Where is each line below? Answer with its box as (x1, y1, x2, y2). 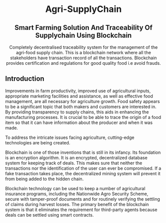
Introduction (5, 75, 45, 83)
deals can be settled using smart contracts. (5, 212, 94, 218)
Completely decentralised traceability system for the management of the (9, 44, 158, 50)
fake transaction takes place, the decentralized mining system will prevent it (5, 170, 161, 176)
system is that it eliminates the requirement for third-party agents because (5, 207, 158, 213)
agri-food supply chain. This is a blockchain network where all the (15, 50, 152, 55)
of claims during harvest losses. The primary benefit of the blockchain (5, 201, 149, 207)
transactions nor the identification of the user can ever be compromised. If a (5, 165, 162, 171)
